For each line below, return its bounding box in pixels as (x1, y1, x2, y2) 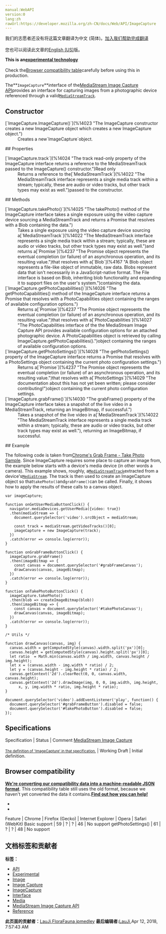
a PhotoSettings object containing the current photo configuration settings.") (5, 359, 162, 365)
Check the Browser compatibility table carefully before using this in (5, 67, 140, 73)
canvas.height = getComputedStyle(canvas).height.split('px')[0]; (9, 650, 150, 655)
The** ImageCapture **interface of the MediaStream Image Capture (5, 82, 139, 88)
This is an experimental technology (5, 57, 78, 63)
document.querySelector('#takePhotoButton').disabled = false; (9, 706, 143, 711)
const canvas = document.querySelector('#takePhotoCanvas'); (14, 606, 143, 611)
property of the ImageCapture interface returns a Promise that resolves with (5, 354, 161, 360)
